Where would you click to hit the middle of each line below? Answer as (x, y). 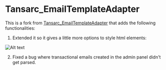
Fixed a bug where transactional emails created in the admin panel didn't (86, 57)
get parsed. (24, 62)
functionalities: (20, 28)
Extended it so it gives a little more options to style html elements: (79, 38)
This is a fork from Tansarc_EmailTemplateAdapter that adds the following (81, 23)
